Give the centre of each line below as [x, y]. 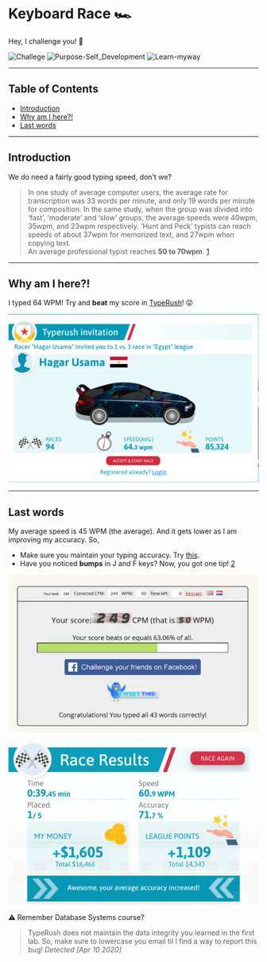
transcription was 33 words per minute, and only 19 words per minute [141, 200]
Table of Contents [54, 89]
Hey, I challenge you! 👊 [46, 41]
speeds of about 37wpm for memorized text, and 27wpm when [131, 235]
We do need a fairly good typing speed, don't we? [90, 176]
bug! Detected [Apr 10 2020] [74, 950]
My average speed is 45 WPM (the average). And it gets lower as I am [123, 531]
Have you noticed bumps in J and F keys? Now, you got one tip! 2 [128, 564]
